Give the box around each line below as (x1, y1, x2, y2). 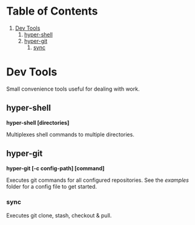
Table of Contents (6, 4, 98, 18)
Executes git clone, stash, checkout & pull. (6, 212, 112, 219)
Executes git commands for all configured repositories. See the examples (6, 176, 189, 184)
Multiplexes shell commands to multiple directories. (6, 131, 134, 138)
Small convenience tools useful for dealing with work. (6, 85, 140, 92)
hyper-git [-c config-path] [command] (6, 164, 105, 171)
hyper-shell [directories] (6, 119, 70, 126)
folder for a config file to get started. (6, 182, 97, 190)
